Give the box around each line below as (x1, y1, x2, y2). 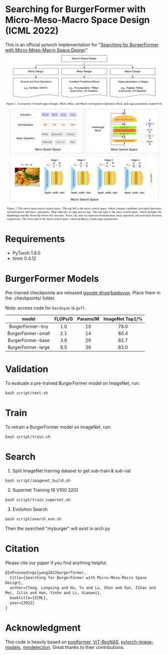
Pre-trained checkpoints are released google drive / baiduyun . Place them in (5, 289, 160, 295)
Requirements (5, 233, 65, 245)
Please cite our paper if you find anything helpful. (5, 560, 107, 566)
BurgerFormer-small (7, 330, 50, 336)
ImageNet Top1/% (103, 316, 143, 322)
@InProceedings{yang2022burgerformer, (5, 570, 86, 575)
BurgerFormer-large (7, 344, 50, 350)
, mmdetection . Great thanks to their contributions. (20, 644, 125, 650)
